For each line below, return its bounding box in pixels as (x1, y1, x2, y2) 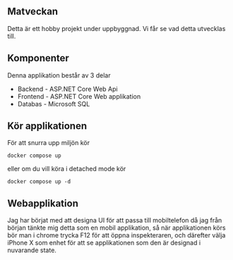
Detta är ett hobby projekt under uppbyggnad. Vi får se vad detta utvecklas (7, 24, 226, 32)
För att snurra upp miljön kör (7, 139, 90, 147)
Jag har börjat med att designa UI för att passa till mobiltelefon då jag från (7, 216, 222, 225)
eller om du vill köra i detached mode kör (7, 165, 126, 173)
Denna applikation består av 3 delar (7, 70, 111, 80)
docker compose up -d (7, 178, 71, 185)
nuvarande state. (7, 246, 56, 254)
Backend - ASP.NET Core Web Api (17, 85, 118, 93)
